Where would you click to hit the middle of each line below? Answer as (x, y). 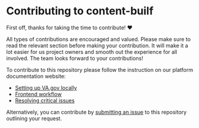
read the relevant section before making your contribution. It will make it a (97, 45)
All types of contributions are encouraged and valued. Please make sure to (98, 39)
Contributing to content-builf (80, 11)
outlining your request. (34, 118)
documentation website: (36, 76)
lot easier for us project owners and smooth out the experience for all (92, 51)
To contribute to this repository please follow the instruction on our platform (100, 69)
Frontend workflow (38, 94)
